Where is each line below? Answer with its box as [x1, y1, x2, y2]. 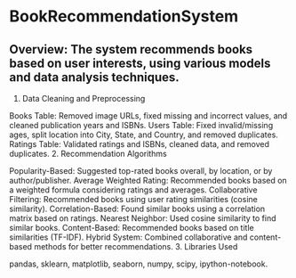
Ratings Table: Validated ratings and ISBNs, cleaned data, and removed [9, 139, 269, 149]
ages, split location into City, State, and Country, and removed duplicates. [9, 129, 278, 140]
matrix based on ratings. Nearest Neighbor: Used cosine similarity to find [9, 213, 276, 224]
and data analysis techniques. [9, 69, 180, 85]
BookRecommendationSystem [9, 6, 239, 27]
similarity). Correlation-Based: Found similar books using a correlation [9, 203, 266, 214]
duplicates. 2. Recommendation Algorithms [9, 149, 167, 159]
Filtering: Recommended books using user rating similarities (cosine [9, 194, 258, 204]
